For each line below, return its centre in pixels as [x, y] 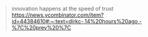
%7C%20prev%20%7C [41, 27]
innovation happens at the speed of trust [62, 9]
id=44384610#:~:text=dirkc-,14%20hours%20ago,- [76, 21]
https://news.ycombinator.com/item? [58, 15]
